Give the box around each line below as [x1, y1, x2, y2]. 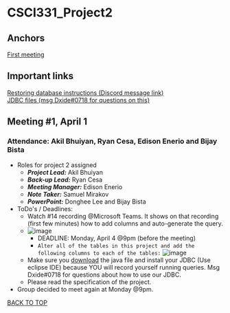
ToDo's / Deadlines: [16, 204, 73, 213]
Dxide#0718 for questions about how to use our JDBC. [27, 270, 182, 279]
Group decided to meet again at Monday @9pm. [16, 285, 154, 293]
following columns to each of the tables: [37, 250, 161, 257]
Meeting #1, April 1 [7, 116, 88, 128]
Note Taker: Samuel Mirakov [27, 190, 109, 198]
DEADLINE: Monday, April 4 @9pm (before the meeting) [37, 234, 196, 242]
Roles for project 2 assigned [16, 160, 97, 169]
